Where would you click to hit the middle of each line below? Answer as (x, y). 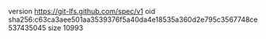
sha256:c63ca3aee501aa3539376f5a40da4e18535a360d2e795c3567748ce (133, 19)
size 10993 (66, 28)
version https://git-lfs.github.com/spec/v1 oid (82, 11)
